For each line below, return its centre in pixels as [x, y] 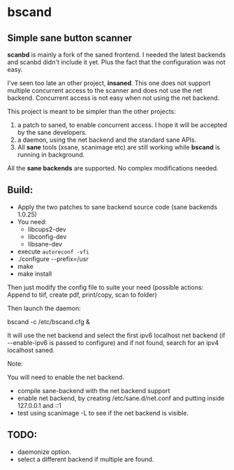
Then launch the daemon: [44, 308]
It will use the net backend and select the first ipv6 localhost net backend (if [116, 335]
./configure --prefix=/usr [53, 258]
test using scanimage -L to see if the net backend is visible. [103, 413]
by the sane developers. [52, 132]
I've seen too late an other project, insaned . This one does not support [109, 83]
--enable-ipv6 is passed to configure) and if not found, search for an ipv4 [113, 342]
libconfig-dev [47, 236]
